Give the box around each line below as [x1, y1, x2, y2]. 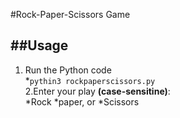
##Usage [10, 37, 69, 54]
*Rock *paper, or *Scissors [24, 95, 140, 108]
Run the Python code [24, 64, 112, 76]
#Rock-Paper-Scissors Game [10, 9, 131, 20]
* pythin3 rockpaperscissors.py [24, 74, 156, 86]
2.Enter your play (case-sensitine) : [24, 85, 171, 97]
